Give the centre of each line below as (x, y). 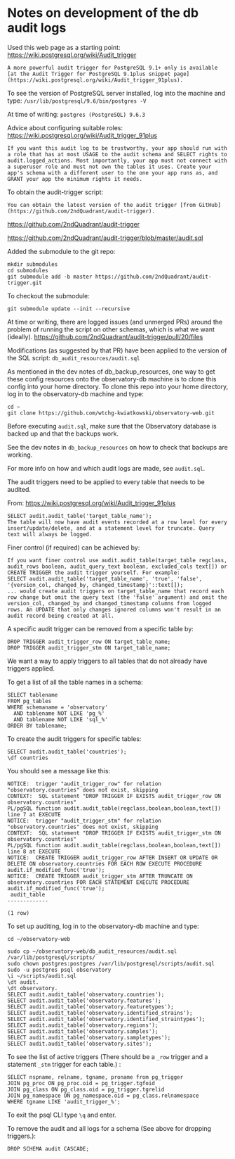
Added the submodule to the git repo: (61, 251)
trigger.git (25, 283)
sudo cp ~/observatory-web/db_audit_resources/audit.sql (92, 951)
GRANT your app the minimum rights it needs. (75, 179)
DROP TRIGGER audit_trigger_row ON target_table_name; (89, 642)
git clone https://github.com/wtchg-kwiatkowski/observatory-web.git (111, 413)
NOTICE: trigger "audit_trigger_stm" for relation (84, 821)
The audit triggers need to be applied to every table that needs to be (106, 482)
